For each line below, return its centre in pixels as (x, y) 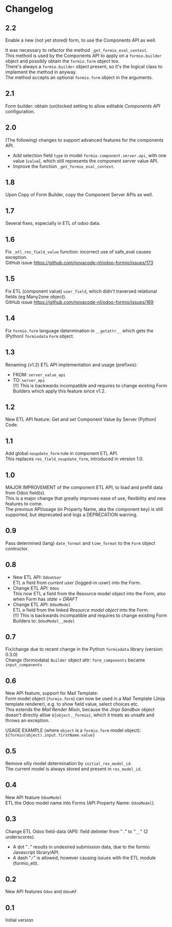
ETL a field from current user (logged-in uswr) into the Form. (77, 582)
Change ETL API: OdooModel (42, 604)
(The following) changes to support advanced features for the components (84, 140)
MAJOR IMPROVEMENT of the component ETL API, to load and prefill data (84, 487)
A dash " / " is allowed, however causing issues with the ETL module (84, 858)
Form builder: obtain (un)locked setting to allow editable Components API (83, 106)
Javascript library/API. (36, 852)
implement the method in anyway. (41, 72)
